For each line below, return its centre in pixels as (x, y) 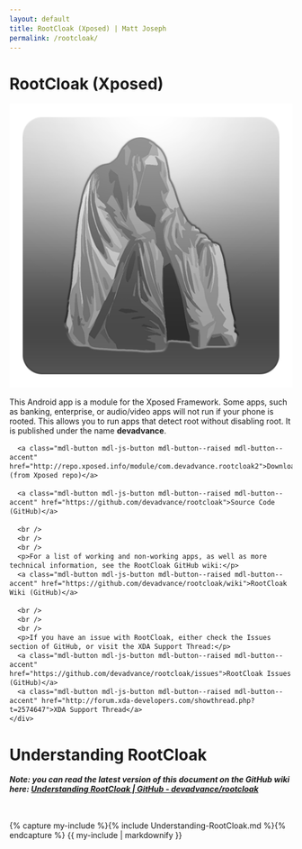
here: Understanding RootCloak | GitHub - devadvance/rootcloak (134, 790)
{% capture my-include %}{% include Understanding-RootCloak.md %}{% (147, 826)
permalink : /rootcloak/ (54, 38)
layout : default (40, 19)
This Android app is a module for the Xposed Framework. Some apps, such (148, 402)
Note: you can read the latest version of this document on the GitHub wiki (150, 780)
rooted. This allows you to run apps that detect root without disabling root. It (150, 421)
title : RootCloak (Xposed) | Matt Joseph (88, 28)
